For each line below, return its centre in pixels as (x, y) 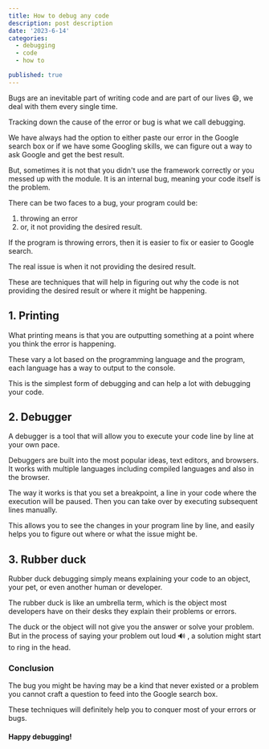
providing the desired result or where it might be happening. (108, 291)
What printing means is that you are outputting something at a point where (131, 335)
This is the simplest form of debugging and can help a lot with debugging (130, 383)
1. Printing (34, 316)
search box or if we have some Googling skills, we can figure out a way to (130, 146)
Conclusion (31, 669)
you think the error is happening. (62, 344)
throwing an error (49, 218)
